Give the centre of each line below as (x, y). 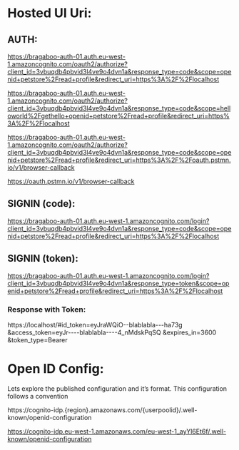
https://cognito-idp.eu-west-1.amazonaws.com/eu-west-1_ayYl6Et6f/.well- (117, 431)
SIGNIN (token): (43, 259)
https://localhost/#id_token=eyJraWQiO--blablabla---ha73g (95, 324)
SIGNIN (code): (41, 204)
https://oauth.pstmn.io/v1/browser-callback (71, 181)
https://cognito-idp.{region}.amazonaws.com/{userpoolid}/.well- (102, 410)
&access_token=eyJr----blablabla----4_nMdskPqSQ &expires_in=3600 (112, 332)
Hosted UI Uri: (50, 13)
